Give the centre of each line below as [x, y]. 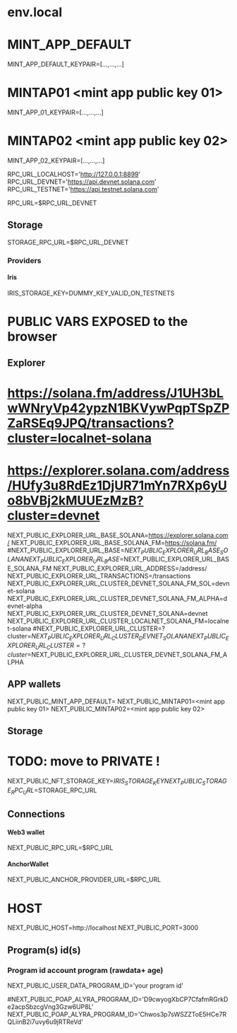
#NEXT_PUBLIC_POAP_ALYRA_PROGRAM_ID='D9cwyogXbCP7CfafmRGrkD [118, 999]
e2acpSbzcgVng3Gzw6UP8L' [50, 1006]
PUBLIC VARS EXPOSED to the [98, 322]
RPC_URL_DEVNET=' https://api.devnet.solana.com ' [82, 182]
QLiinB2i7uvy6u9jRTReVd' [45, 1022]
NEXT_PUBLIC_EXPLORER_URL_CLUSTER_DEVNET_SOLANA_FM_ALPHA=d [117, 599]
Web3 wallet [26, 832]
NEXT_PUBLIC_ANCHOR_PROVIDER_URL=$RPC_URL [84, 880]
